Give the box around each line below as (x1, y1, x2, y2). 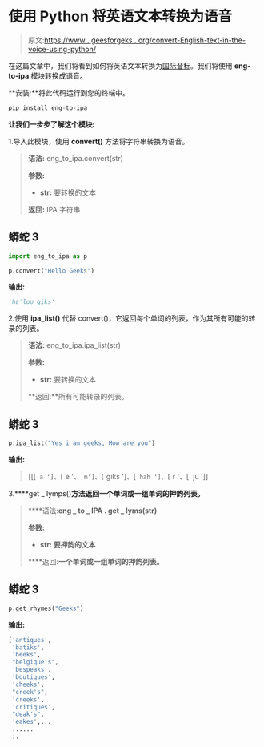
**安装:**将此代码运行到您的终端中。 (8, 87, 130, 97)
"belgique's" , (11, 658, 59, 666)
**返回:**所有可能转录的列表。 (27, 392, 129, 402)
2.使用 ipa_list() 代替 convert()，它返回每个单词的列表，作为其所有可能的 (8, 313, 250, 323)
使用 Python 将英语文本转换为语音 (8, 7, 233, 26)
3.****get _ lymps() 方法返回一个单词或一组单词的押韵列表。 (8, 488, 205, 498)
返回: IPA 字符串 (27, 204, 81, 214)
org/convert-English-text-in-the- (138, 35, 246, 45)
